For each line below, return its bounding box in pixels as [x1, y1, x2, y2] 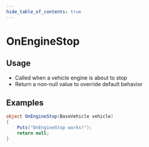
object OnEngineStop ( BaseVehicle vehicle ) [6, 114, 114, 120]
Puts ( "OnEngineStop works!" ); [17, 125, 93, 131]
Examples [6, 98, 44, 108]
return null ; [17, 130, 50, 136]
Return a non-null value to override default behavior [14, 80, 143, 87]
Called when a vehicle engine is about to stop [14, 74, 127, 81]
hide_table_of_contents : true [6, 8, 82, 15]
